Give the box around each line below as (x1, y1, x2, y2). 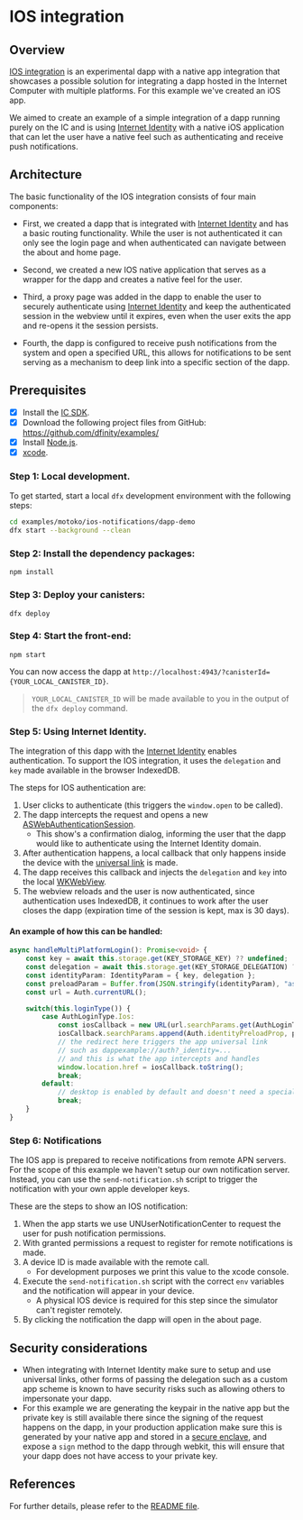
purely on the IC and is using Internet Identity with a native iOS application (9, 122, 285, 133)
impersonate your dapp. (22, 1393, 113, 1404)
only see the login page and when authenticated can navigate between (22, 237, 287, 248)
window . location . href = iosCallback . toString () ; (57, 1062, 244, 1072)
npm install (9, 568, 54, 577)
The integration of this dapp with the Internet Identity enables (9, 746, 237, 756)
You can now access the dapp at (9, 665, 131, 677)
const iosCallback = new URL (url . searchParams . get (57, 1021, 252, 1030)
